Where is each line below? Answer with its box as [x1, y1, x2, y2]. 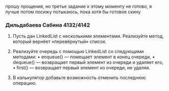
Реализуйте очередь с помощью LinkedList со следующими [12, 49, 144, 55]
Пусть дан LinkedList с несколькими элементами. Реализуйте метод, [12, 33, 164, 39]
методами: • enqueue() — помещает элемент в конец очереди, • [12, 54, 155, 60]
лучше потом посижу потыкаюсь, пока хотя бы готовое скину [5, 9, 141, 15]
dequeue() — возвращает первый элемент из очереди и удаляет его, [12, 59, 164, 65]
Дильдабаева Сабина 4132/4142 [5, 21, 90, 29]
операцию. [12, 80, 37, 86]
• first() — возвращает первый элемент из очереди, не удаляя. [12, 65, 151, 71]
